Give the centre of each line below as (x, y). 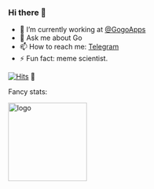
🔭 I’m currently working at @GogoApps (82, 30)
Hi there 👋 (27, 13)
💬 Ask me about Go (51, 38)
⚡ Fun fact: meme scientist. (64, 59)
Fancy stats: (28, 92)
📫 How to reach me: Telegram (69, 47)
